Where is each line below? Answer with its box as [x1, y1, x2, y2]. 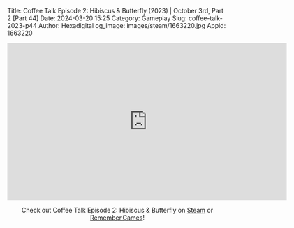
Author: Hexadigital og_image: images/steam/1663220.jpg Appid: [38, 22, 226, 29]
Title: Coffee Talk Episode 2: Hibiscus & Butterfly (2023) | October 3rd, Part [7, 7, 224, 15]
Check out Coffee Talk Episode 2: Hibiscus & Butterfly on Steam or [21, 206, 214, 214]
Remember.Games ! [89, 213, 145, 222]
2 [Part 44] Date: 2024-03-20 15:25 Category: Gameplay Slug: [7, 14, 187, 22]
